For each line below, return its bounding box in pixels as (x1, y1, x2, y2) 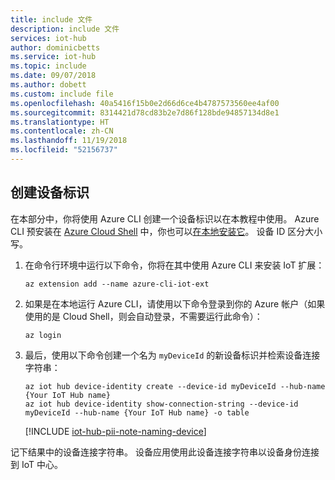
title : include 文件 (10, 14, 93, 25)
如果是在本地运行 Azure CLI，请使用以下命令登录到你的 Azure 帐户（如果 (24, 297, 326, 310)
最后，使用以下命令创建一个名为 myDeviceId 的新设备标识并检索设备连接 (24, 349, 321, 361)
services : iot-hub (10, 33, 87, 43)
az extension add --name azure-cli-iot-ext (24, 279, 210, 289)
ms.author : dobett (10, 80, 87, 90)
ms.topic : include (10, 61, 87, 71)
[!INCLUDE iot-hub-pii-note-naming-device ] (24, 425, 207, 437)
